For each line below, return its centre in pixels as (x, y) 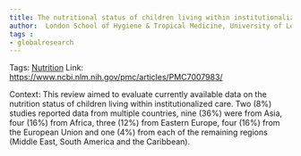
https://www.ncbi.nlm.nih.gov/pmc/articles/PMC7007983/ (116, 78)
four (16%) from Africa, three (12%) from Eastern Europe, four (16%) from (145, 123)
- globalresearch (42, 42)
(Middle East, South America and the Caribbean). (100, 142)
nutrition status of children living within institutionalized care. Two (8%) (141, 104)
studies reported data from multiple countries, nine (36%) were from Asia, (146, 113)
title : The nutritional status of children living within (120, 17)
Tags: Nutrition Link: (46, 68)
